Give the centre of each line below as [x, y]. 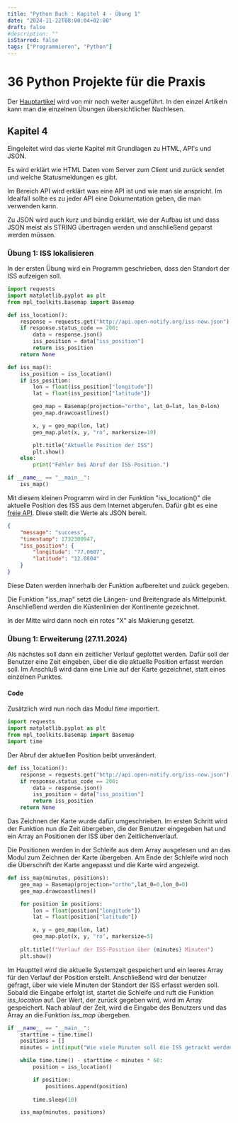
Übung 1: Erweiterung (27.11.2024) [67, 638]
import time [25, 742]
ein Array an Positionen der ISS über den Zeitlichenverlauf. [93, 836]
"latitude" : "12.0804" [66, 559]
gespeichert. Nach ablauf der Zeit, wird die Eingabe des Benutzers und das [117, 1008]
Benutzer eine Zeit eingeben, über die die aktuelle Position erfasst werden [115, 662]
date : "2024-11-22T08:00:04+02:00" [60, 21]
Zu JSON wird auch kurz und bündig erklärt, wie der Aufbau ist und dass [113, 220]
